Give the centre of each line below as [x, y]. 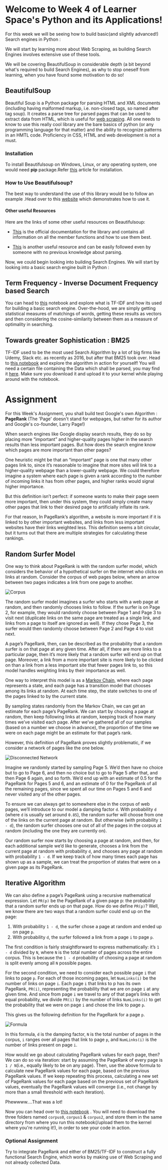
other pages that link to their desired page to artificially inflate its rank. [78, 507]
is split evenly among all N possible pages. [49, 963]
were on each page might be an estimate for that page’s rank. [69, 733]
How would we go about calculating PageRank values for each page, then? [82, 1055]
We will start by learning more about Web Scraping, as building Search [78, 49]
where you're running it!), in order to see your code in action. [68, 1128]
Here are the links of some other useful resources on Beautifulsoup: [75, 222]
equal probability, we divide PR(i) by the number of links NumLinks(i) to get [83, 999]
